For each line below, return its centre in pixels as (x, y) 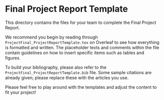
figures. (13, 58)
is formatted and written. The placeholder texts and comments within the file (82, 47)
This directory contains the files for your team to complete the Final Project (81, 22)
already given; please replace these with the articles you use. (67, 78)
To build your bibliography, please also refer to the (56, 67)
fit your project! (21, 92)
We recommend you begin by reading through (51, 37)
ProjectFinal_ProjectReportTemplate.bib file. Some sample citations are (78, 72)
